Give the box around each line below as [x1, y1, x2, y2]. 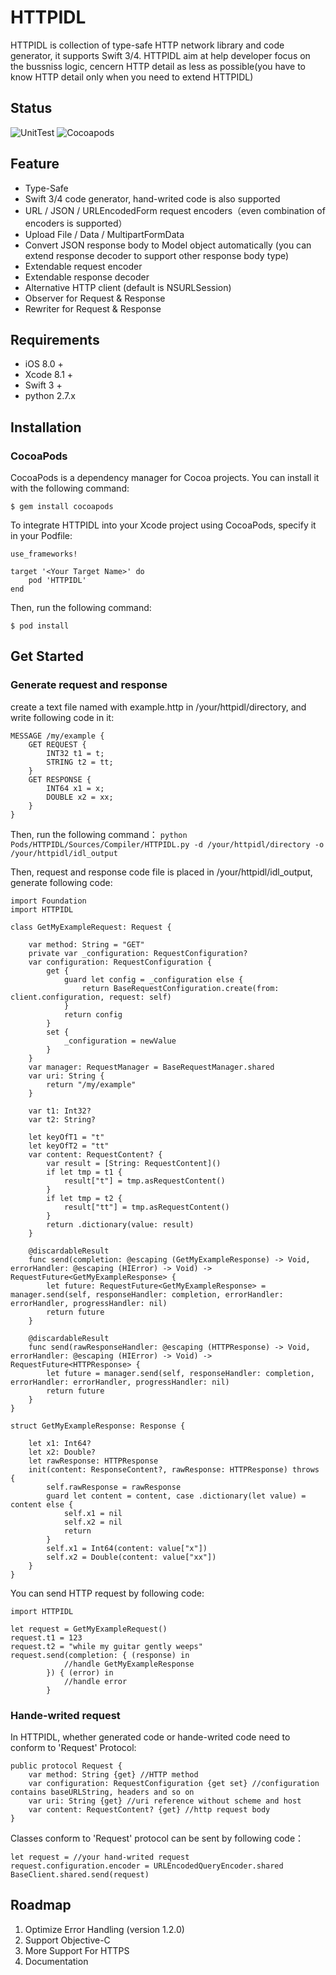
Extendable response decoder [24, 271, 150, 283]
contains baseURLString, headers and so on [10, 1787, 195, 1798]
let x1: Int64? [28, 1438, 92, 1448]
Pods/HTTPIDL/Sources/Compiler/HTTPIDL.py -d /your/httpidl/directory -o [10, 839, 325, 850]
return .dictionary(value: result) [46, 1219, 195, 1230]
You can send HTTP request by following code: [10, 1587, 205, 1599]
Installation [10, 419, 82, 436]
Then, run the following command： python [10, 828, 188, 840]
